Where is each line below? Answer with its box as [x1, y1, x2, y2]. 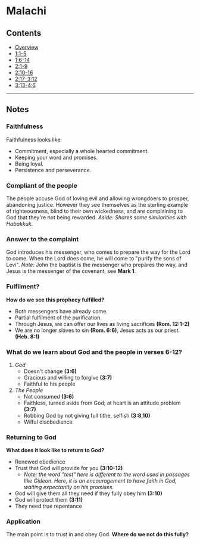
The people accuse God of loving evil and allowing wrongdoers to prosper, [6, 195, 189, 202]
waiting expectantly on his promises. [23, 484, 114, 491]
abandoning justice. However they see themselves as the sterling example [6, 201, 189, 208]
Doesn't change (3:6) [23, 368, 77, 375]
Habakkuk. [6, 220, 33, 227]
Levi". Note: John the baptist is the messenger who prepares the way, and [6, 261, 187, 269]
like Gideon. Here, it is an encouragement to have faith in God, [23, 477, 177, 484]
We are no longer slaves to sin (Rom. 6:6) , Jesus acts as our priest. [14, 327, 180, 334]
